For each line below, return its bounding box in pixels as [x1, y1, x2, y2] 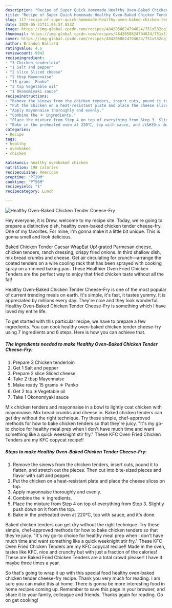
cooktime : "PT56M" [5, 179, 45, 185]
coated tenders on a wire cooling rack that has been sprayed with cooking [5, 260, 162, 266]
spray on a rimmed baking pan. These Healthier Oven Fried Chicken [5, 266, 148, 271]
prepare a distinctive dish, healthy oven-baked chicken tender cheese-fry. [5, 223, 162, 229]
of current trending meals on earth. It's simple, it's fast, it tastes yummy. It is [5, 292, 166, 298]
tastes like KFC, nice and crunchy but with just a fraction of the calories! [5, 548, 157, 555]
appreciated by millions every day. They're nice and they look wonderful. [5, 298, 159, 303]
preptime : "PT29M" [5, 174, 45, 180]
